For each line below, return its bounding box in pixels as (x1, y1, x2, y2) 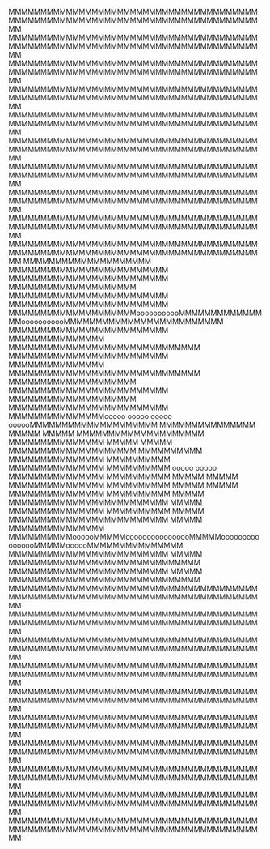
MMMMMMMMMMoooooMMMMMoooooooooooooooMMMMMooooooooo (8, 532, 260, 541)
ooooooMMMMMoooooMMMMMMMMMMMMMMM (8, 540, 184, 550)
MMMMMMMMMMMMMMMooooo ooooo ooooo (8, 412, 172, 420)
